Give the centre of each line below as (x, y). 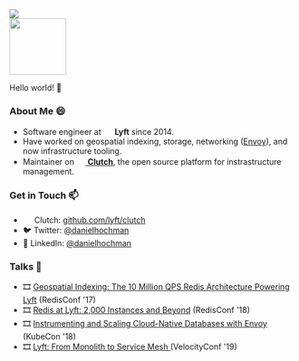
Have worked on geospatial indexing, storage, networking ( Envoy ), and (155, 142)
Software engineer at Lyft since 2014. (98, 132)
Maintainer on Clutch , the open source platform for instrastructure (152, 162)
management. (48, 172)
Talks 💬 (26, 266)
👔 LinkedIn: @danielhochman (77, 242)
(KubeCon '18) (49, 336)
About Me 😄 (38, 110)
